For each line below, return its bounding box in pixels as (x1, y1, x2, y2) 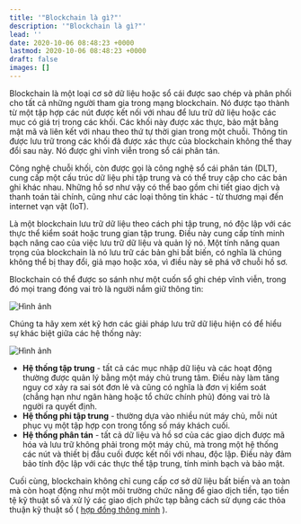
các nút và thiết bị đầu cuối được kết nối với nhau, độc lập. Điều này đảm (22, 449, 292, 459)
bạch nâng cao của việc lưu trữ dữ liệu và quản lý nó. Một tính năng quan (9, 237, 280, 248)
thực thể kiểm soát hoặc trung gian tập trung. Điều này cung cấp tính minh (9, 227, 285, 238)
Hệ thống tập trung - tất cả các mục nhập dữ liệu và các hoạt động (22, 362, 272, 373)
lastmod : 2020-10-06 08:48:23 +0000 (9, 47, 146, 56)
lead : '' (9, 30, 42, 39)
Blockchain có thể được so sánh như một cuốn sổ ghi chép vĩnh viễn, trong (9, 273, 287, 284)
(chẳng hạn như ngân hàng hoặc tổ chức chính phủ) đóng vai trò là (22, 391, 270, 402)
